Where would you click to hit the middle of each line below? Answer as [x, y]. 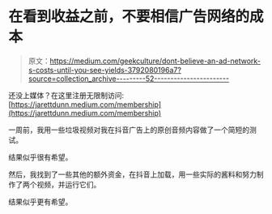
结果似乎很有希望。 [40, 157]
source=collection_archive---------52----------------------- [128, 79]
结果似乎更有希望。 [40, 201]
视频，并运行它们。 [68, 184]
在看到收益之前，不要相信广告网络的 [129, 17]
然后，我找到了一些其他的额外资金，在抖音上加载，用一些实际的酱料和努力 [132, 174]
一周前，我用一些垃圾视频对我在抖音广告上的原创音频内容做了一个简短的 [129, 130]
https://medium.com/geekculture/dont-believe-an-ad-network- [155, 61]
